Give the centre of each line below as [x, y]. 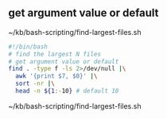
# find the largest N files [55, 54]
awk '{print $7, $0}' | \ [56, 76]
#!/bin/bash [28, 47]
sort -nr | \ [35, 84]
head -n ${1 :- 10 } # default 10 [67, 91]
